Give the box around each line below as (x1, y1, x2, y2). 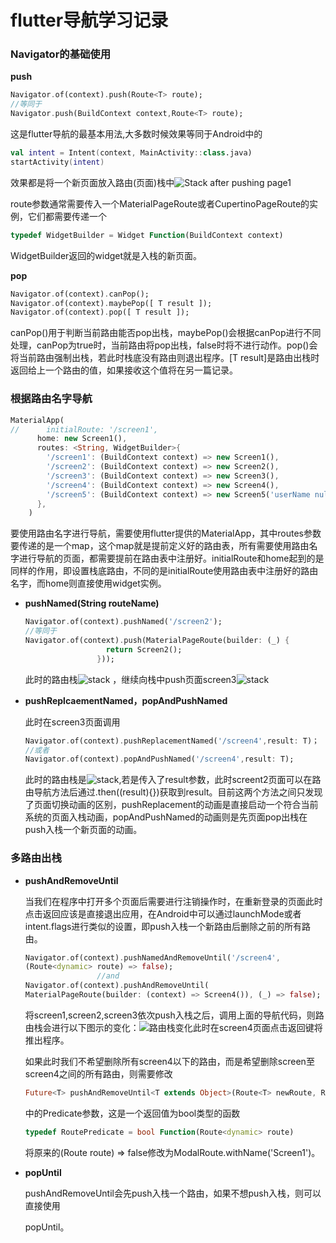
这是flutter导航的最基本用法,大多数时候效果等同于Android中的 (10, 128, 263, 140)
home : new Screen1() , (36, 434, 128, 444)
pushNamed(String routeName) (24, 597, 160, 610)
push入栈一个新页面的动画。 (24, 824, 143, 836)
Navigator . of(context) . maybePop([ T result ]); (10, 298, 213, 308)
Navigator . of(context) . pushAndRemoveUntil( (24, 981, 210, 991)
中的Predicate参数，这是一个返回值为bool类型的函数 (24, 1107, 241, 1119)
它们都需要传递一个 (27, 210, 107, 222)
